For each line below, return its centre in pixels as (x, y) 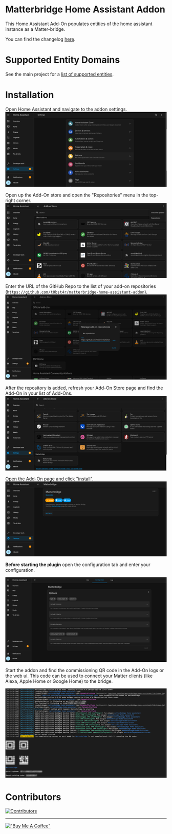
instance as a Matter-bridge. (35, 29)
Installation (30, 95)
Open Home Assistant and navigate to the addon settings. (66, 109)
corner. (24, 200)
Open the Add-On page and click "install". (49, 479)
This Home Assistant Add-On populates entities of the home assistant (79, 24)
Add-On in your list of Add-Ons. (39, 393)
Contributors (33, 797)
